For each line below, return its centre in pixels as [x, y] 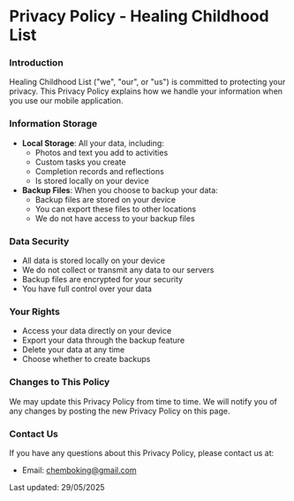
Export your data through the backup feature [103, 340]
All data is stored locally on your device [94, 261]
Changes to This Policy [60, 382]
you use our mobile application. [66, 101]
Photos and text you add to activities [102, 152]
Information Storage [53, 124]
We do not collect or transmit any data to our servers [118, 270]
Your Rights [34, 312]
